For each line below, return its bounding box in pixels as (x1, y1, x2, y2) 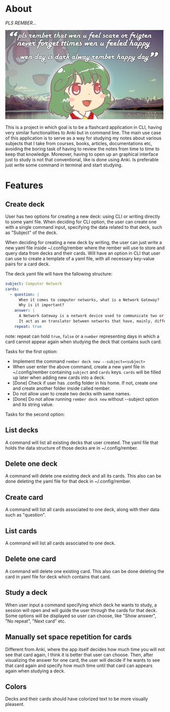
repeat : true (14, 324, 42, 329)
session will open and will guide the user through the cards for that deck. (5, 607, 157, 613)
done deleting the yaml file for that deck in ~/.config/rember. (5, 478, 132, 485)
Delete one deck (5, 460, 58, 468)
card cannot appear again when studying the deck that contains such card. (5, 338, 162, 345)
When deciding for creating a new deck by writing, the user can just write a (5, 239, 162, 245)
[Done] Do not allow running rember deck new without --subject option (12, 396, 158, 402)
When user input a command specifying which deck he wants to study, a (5, 602, 157, 608)
